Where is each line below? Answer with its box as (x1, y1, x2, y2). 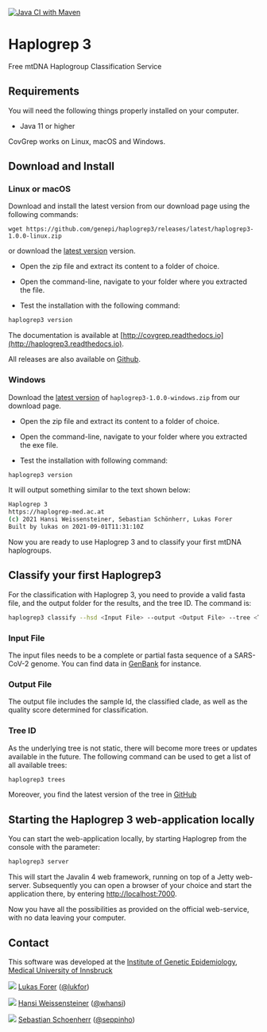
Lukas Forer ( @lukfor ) (17, 982, 90, 991)
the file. (19, 285, 45, 295)
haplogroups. (8, 545, 52, 555)
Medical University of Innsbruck (8, 965, 113, 975)
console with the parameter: (8, 843, 101, 852)
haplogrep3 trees (8, 775, 66, 783)
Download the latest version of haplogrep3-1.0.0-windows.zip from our (8, 392, 241, 402)
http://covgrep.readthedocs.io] (122, 331, 224, 340)
